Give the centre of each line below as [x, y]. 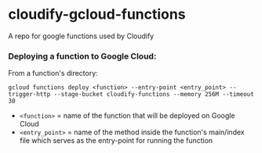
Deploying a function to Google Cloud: [82, 56]
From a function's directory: [53, 73]
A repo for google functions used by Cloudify [81, 36]
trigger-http [29, 94]
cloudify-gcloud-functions [97, 14]
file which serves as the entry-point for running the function [116, 141]
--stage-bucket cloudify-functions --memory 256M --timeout [154, 94]
